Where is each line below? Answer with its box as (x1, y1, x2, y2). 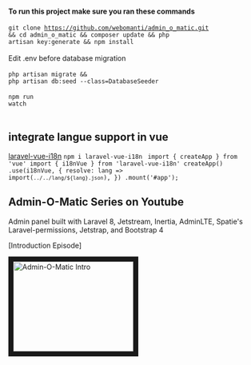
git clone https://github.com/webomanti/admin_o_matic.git (8, 24, 209, 32)
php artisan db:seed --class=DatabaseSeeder (8, 77, 159, 85)
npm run (8, 93, 34, 101)
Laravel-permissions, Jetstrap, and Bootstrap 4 (8, 224, 164, 235)
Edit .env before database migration (8, 54, 126, 63)
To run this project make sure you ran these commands (8, 6, 196, 16)
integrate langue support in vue (8, 130, 169, 144)
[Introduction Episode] (8, 240, 82, 250)
